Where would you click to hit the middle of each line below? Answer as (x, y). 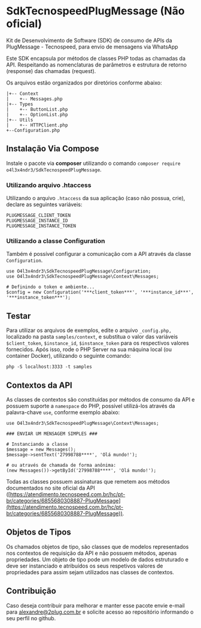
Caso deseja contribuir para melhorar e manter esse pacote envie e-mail (96, 605)
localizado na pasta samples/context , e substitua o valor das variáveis (92, 337)
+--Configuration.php (33, 130)
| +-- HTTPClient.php (37, 125)
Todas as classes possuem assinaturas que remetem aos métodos (88, 481)
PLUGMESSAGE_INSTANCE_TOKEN (41, 226)
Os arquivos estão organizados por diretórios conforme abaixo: (84, 83)
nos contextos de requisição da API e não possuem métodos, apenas (92, 553)
